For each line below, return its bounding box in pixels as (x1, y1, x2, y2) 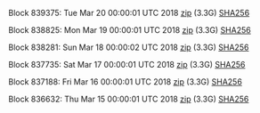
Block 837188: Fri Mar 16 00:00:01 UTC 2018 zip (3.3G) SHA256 (8, 77, 242, 87)
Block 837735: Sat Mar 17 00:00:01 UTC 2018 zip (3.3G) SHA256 (8, 60, 246, 69)
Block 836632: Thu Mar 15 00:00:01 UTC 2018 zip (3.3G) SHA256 (8, 93, 249, 104)
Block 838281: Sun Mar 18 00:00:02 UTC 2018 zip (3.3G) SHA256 (8, 42, 249, 52)
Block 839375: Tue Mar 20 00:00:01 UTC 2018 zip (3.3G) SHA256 (8, 8, 250, 18)
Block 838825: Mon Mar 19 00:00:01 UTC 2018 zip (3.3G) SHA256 (8, 25, 251, 35)
